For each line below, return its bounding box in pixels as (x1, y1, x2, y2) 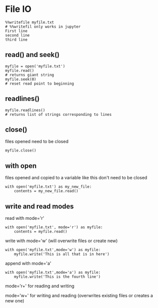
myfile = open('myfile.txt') (5, 63, 65, 69)
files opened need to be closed (5, 139, 68, 145)
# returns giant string (5, 72, 54, 77)
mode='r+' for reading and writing (5, 283, 75, 289)
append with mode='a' (5, 260, 52, 266)
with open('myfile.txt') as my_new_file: (5, 184, 92, 189)
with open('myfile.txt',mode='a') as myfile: (5, 270, 101, 275)
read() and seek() (5, 51, 60, 59)
